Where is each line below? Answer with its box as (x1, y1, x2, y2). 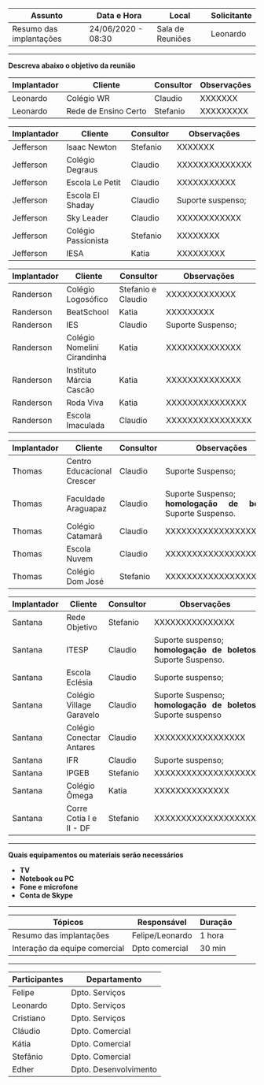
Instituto (66, 365, 97, 375)
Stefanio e (119, 284, 157, 295)
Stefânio (12, 1051, 43, 1062)
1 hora (200, 930, 225, 941)
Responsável (137, 917, 187, 927)
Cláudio (12, 1026, 41, 1036)
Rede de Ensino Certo (66, 106, 147, 117)
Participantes (12, 974, 64, 984)
